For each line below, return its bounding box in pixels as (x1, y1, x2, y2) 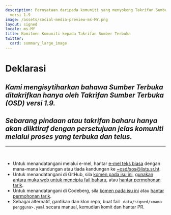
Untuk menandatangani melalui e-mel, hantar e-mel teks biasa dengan (12, 160, 160, 166)
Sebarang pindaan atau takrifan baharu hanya (5, 116, 158, 125)
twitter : (5, 36, 24, 41)
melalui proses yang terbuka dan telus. (5, 132, 132, 141)
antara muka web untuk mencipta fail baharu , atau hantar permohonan (12, 177, 161, 183)
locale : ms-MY (5, 27, 36, 32)
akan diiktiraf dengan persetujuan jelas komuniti (5, 124, 164, 133)
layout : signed (5, 21, 38, 27)
